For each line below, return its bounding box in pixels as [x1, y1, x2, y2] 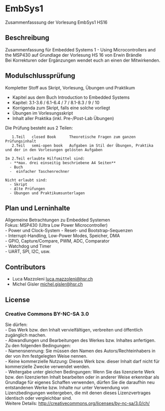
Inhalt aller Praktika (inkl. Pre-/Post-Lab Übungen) [12, 115, 115, 121]
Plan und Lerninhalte [5, 204, 71, 212]
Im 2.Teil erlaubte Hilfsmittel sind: [5, 156, 85, 161]
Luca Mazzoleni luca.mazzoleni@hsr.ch [12, 276, 93, 282]
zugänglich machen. [5, 332, 47, 338]
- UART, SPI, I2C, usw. [5, 248, 51, 254]
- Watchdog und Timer [5, 243, 51, 249]
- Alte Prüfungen [9, 186, 45, 191]
